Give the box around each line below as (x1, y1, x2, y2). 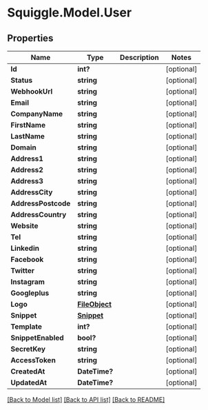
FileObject (76, 300, 112, 309)
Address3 (10, 176, 43, 185)
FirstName (10, 121, 46, 130)
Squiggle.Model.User (7, 5, 132, 21)
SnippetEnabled (10, 333, 64, 342)
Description (119, 53, 160, 62)
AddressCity (10, 187, 53, 197)
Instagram (10, 277, 45, 287)
